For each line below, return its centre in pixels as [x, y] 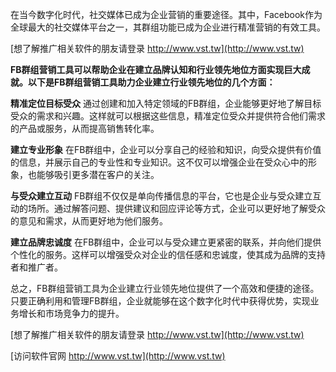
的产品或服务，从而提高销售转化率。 [85, 128]
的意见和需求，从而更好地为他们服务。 [89, 221]
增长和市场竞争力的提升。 [71, 313]
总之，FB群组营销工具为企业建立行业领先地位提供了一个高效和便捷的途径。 [165, 288]
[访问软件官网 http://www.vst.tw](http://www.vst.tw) [118, 356]
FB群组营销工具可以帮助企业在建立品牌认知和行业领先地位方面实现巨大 [156, 69]
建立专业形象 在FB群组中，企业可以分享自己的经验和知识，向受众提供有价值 [166, 149]
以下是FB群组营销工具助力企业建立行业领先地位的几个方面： [151, 82]
